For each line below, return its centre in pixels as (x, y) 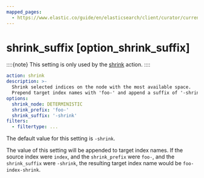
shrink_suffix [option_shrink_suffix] (98, 48)
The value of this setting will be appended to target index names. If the (95, 151)
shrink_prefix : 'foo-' (40, 110)
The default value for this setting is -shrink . (61, 138)
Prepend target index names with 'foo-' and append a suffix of (95, 93)
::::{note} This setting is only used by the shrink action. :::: (78, 65)
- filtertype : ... (35, 127)
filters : (17, 121)
